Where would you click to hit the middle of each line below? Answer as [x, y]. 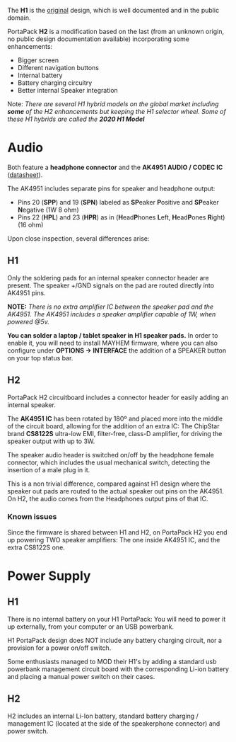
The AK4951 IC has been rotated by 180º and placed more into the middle [115, 418]
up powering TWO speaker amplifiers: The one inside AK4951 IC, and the [114, 540]
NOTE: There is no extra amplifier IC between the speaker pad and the [111, 307]
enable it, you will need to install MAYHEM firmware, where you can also [112, 343]
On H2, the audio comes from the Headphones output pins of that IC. [108, 498]
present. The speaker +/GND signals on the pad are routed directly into [111, 285]
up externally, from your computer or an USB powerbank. [91, 627]
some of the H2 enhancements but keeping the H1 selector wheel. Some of [117, 112]
